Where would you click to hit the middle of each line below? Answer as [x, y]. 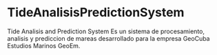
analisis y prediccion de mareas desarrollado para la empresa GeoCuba [108, 38]
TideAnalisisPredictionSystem [96, 13]
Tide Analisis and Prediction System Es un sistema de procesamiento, [106, 31]
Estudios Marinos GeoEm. [44, 45]
